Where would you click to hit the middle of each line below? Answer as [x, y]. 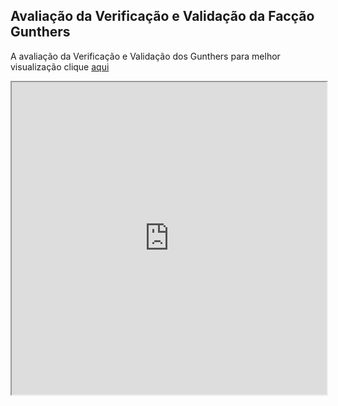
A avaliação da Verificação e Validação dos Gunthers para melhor [145, 56]
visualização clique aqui [60, 66]
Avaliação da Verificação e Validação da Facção [162, 16]
